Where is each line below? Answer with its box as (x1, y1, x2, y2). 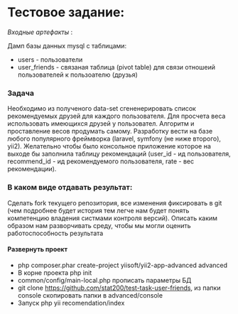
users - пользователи (17, 55, 83, 64)
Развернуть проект (7, 245, 68, 254)
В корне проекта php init (17, 268, 92, 277)
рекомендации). (7, 165, 57, 173)
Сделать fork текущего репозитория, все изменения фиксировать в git (7, 198, 222, 207)
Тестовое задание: (7, 4, 125, 21)
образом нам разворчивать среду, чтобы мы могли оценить (7, 221, 191, 229)
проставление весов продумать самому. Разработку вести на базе (7, 127, 213, 136)
